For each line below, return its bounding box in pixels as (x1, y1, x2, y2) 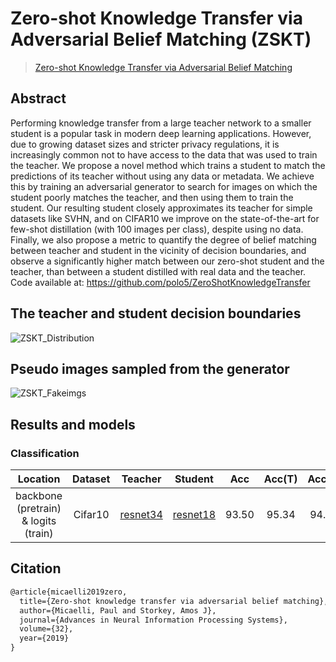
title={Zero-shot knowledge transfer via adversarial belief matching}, (19, 596, 329, 606)
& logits (21, 514, 57, 528)
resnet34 (119, 508, 163, 522)
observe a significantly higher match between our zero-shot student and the (10, 255, 325, 267)
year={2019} (19, 633, 70, 644)
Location (17, 472, 61, 486)
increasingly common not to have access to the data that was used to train (10, 148, 318, 161)
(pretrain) (16, 502, 62, 516)
